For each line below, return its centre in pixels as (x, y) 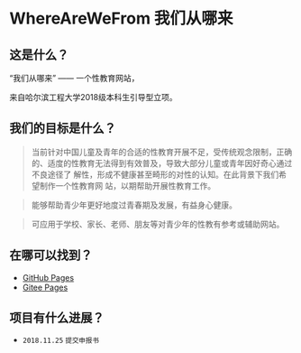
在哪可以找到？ (51, 255)
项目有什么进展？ (57, 318)
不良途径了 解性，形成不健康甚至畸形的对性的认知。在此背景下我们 (155, 174)
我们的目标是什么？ (63, 129)
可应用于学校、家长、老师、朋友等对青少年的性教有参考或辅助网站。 (158, 224)
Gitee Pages (45, 287)
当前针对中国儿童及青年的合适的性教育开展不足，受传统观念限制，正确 (162, 152)
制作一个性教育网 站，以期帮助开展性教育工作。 (128, 185)
